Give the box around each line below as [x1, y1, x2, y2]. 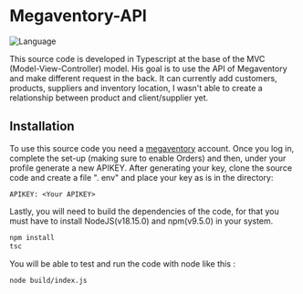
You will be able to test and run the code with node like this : [9, 257, 235, 269]
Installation [9, 119, 75, 134]
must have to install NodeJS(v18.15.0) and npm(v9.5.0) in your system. [9, 215, 274, 226]
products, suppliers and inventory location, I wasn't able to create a [9, 82, 263, 93]
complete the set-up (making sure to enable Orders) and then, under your [9, 152, 287, 163]
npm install [9, 233, 55, 242]
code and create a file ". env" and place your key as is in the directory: [9, 172, 274, 183]
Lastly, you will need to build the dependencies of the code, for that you [9, 205, 280, 216]
